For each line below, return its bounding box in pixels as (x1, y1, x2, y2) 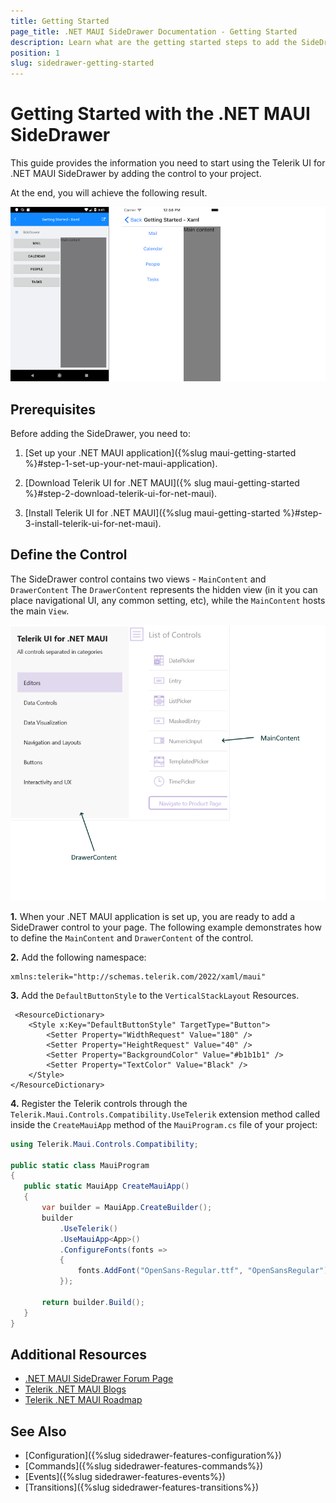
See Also (10, 1423, 67, 1440)
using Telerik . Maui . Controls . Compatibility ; (10, 1139, 199, 1149)
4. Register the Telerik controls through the (10, 1097, 188, 1109)
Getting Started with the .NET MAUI (10, 103, 311, 125)
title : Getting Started (10, 16, 110, 26)
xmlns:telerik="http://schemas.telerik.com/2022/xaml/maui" (10, 971, 267, 982)
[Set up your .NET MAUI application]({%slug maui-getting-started (24, 446, 297, 459)
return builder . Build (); (41, 1297, 145, 1307)
